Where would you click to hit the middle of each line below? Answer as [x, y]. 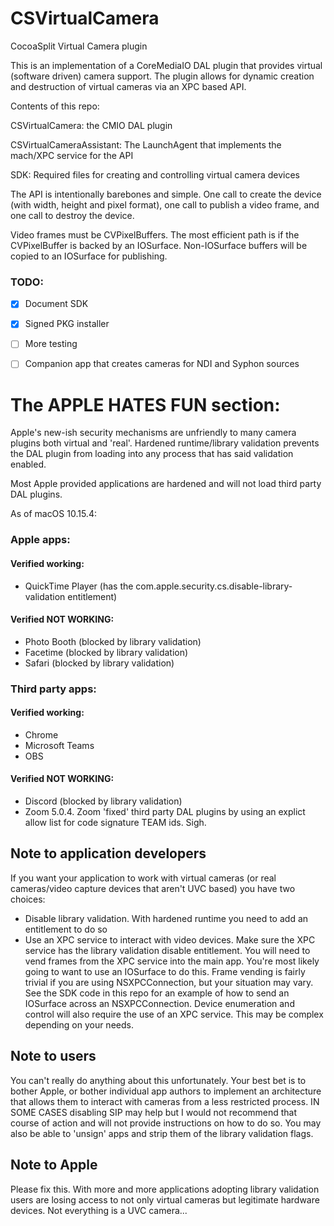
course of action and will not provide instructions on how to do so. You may [166, 1123]
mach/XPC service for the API [72, 155]
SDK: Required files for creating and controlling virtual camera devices [155, 174]
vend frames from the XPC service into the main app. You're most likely [172, 961]
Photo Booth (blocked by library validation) [113, 641]
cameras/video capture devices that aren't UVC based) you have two [153, 888]
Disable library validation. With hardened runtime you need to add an [166, 918]
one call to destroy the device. [72, 215]
